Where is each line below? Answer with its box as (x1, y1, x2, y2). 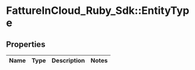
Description (52, 57, 85, 64)
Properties (6, 39, 46, 49)
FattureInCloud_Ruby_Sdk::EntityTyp (6, 4, 190, 17)
